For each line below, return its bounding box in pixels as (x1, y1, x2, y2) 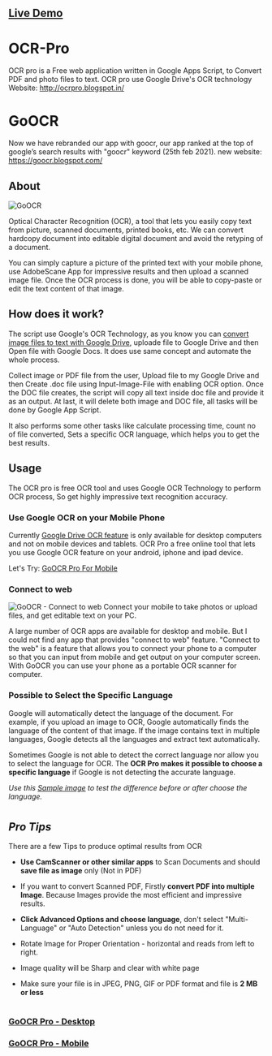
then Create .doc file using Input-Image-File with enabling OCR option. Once (8, 379, 264, 389)
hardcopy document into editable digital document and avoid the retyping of (8, 234, 264, 244)
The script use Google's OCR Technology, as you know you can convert (8, 329, 249, 338)
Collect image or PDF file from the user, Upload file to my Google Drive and (8, 370, 260, 380)
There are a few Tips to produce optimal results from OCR (8, 842, 202, 851)
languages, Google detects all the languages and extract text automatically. (8, 734, 261, 744)
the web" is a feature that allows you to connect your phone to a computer (8, 644, 257, 653)
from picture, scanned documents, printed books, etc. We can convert (8, 225, 244, 235)
